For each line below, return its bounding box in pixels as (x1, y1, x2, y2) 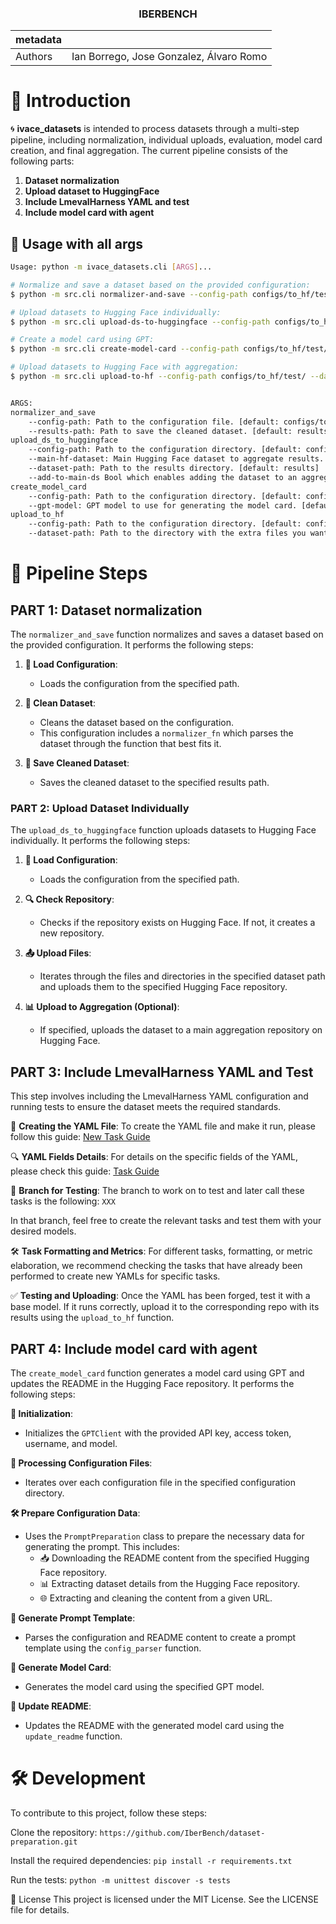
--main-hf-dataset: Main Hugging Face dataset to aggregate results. (28, 454, 325, 464)
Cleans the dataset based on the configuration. (39, 717, 235, 729)
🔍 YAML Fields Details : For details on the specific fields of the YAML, (10, 1151, 299, 1163)
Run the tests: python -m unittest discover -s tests (10, 1873, 231, 1886)
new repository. (39, 927, 105, 939)
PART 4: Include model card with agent (10, 1340, 258, 1357)
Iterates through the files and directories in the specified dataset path (39, 970, 326, 982)
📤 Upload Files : (24, 947, 92, 959)
